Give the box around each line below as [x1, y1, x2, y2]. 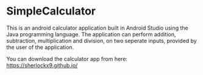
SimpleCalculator [6, 4, 96, 18]
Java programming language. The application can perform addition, [6, 30, 176, 37]
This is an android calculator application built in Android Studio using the [6, 24, 188, 31]
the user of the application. [6, 44, 74, 51]
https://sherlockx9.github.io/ [6, 62, 78, 69]
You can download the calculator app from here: [6, 55, 128, 62]
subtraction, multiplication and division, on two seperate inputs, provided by [6, 37, 197, 44]
